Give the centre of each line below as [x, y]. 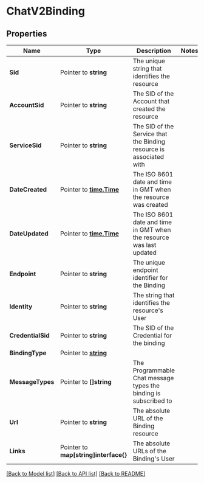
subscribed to [152, 401]
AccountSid [27, 105]
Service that [150, 134]
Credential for [152, 335]
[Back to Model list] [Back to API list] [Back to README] [76, 474]
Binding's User [154, 459]
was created [150, 205]
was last [144, 245]
